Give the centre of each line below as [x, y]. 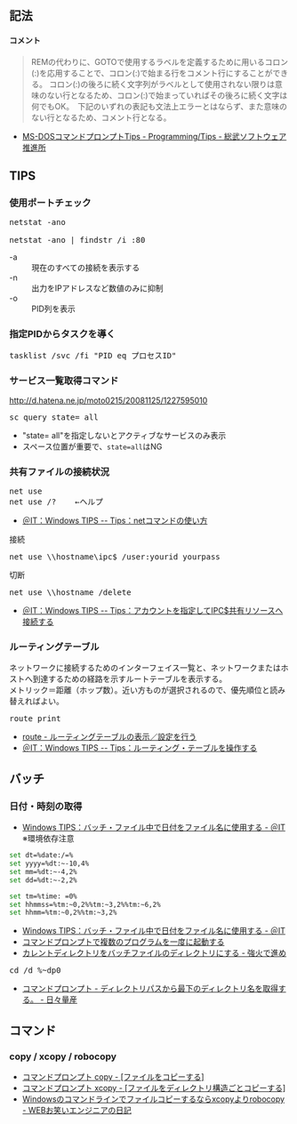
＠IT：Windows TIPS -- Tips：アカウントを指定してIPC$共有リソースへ [153, 611]
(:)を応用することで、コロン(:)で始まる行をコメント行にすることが [152, 73]
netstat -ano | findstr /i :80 [77, 240]
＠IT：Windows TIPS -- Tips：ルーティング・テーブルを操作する [140, 748]
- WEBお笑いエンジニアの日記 [76, 1110]
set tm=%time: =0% [43, 896]
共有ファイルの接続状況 [59, 471]
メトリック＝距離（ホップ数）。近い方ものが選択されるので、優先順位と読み [148, 690]
